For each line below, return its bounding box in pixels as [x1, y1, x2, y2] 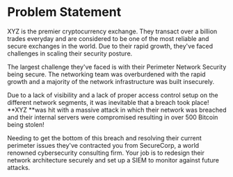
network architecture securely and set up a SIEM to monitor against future [7, 155, 219, 164]
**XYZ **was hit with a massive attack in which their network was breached [7, 106, 227, 114]
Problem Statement [7, 4, 122, 20]
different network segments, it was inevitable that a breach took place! [7, 98, 209, 106]
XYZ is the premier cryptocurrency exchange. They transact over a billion [7, 27, 218, 35]
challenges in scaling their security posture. [7, 49, 133, 58]
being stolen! [7, 120, 45, 128]
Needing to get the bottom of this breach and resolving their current [7, 133, 202, 142]
